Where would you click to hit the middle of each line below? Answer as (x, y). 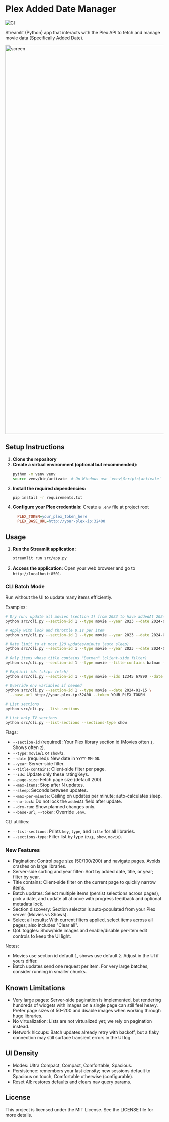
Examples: (16, 607)
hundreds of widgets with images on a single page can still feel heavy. (85, 1005)
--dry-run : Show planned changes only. (54, 806)
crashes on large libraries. (39, 866)
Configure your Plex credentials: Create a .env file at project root (81, 507)
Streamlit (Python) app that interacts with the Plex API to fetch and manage (83, 32)
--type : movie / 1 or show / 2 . (39, 753)
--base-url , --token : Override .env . (49, 812)
